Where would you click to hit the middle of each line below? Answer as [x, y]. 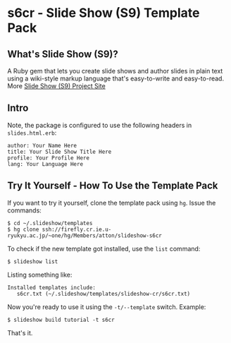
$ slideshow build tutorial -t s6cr [61, 320]
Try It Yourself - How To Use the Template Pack [113, 186]
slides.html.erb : [32, 133]
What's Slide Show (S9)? [63, 54]
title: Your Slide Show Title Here [60, 152]
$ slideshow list [33, 261]
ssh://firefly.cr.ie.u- [77, 229]
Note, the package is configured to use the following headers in [100, 125]
